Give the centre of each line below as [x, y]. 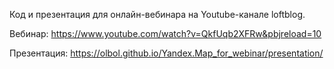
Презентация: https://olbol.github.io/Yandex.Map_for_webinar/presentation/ [166, 53]
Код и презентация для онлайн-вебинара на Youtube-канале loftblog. [157, 14]
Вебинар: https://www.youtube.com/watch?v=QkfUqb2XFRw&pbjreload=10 [165, 33]
